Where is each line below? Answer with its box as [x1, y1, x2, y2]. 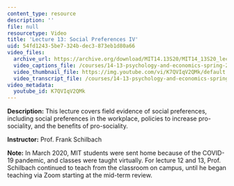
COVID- [202, 149, 225, 157]
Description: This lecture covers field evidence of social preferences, [7, 107, 208, 116]
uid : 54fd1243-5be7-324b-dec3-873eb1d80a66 [7, 42, 136, 49]
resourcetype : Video [7, 29, 68, 37]
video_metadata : [7, 82, 54, 88]
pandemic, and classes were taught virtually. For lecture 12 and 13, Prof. [15, 156, 221, 164]
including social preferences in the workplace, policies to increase [7, 114, 197, 123]
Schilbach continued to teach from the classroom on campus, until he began [7, 164, 226, 172]
